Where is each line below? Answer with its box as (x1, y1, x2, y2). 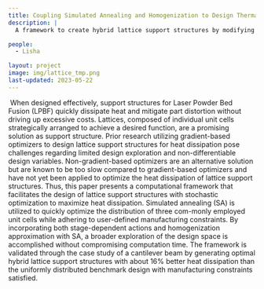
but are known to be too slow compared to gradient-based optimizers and (8, 164, 247, 174)
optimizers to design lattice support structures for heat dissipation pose (8, 139, 240, 149)
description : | (8, 19, 58, 27)
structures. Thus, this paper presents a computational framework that (8, 181, 233, 191)
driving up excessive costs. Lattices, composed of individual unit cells (8, 115, 234, 124)
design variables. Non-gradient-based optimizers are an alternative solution (8, 156, 254, 166)
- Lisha (15, 48, 41, 56)
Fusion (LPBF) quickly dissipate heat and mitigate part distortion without (8, 106, 242, 115)
